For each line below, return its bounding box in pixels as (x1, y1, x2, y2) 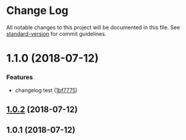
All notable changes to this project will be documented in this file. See (6, 24, 181, 31)
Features (6, 73, 33, 82)
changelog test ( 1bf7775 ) (15, 87, 78, 94)
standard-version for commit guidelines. (6, 30, 107, 37)
